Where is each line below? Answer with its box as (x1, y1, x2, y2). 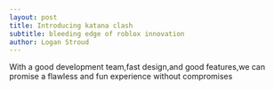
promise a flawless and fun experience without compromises (9, 71, 233, 82)
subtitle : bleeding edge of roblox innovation (9, 29, 185, 38)
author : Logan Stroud (9, 37, 90, 47)
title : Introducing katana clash (9, 21, 133, 30)
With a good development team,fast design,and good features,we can (9, 62, 266, 72)
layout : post (9, 12, 58, 22)
